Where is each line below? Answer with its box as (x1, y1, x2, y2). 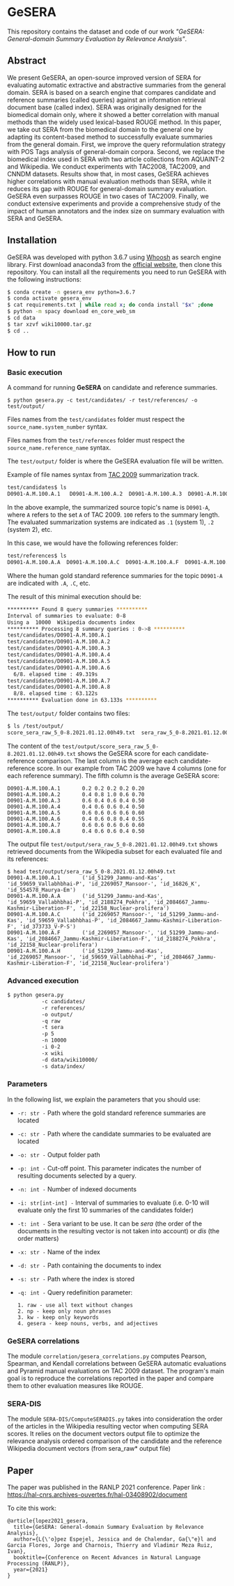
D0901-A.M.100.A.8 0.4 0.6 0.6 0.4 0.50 (7, 828, 145, 834)
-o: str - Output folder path (17, 1150, 101, 1159)
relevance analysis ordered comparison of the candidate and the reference (7, 1437, 222, 1445)
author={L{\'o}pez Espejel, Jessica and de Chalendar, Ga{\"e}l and (13, 1536, 217, 1543)
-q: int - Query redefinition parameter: (17, 1288, 133, 1297)
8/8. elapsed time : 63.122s (13, 690, 98, 697)
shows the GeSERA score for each (77, 749, 176, 757)
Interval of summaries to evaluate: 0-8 (7, 612, 127, 619)
